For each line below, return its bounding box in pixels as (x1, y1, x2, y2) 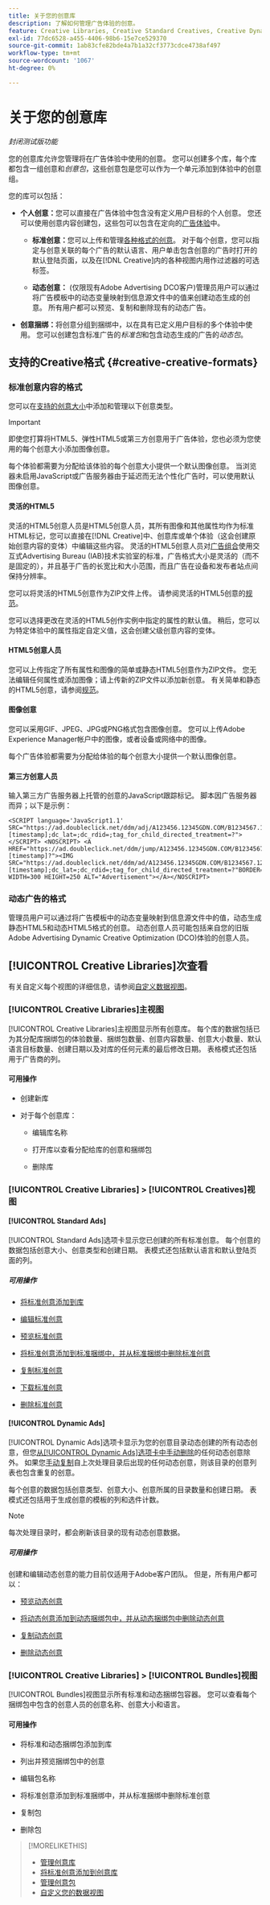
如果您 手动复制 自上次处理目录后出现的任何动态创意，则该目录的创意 (23, 1458, 250, 1467)
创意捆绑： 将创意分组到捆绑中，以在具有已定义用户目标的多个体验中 (19, 320, 246, 329)
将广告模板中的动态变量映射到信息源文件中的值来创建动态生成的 (31, 292, 243, 302)
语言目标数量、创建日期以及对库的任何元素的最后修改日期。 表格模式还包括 (8, 1044, 257, 1054)
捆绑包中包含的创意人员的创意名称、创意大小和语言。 (8, 1700, 185, 1709)
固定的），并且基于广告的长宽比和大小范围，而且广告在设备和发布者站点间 (14, 561, 259, 571)
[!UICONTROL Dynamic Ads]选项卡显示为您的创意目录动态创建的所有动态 (8, 1437, 251, 1447)
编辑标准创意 (19, 1313, 63, 1324)
